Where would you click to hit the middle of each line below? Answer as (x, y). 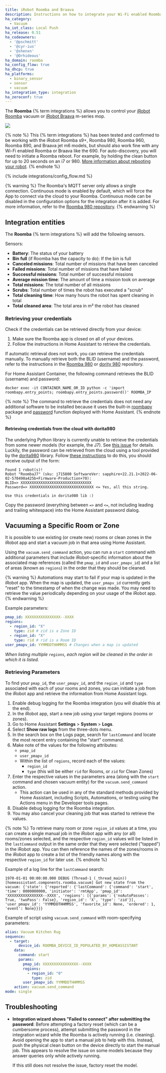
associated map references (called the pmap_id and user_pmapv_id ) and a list (83, 563)
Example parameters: (27, 608)
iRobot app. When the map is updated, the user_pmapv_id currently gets (78, 583)
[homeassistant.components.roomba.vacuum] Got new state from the (75, 882)
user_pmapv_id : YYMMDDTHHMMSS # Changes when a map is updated (72, 645)
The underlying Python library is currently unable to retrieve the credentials (82, 440)
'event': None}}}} (24, 908)
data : (20, 950)
